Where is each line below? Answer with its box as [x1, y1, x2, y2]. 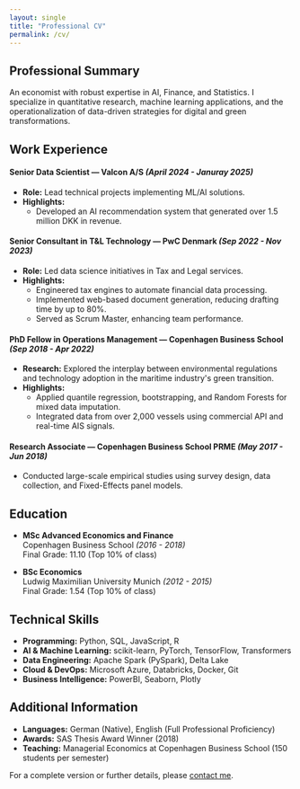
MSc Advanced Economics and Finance [22, 530, 174, 541]
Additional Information [9, 700, 138, 715]
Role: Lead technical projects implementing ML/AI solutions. [22, 186, 245, 198]
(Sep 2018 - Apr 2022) [9, 343, 94, 354]
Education [9, 506, 68, 521]
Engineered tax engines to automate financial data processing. [35, 284, 268, 295]
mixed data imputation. [35, 402, 121, 412]
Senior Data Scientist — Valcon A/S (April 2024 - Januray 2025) [9, 167, 254, 178]
